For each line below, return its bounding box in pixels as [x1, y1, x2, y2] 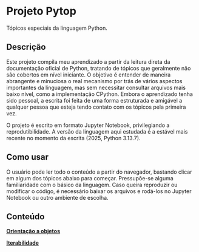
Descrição [6, 42, 46, 52]
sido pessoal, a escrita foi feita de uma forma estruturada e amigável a [6, 97, 183, 104]
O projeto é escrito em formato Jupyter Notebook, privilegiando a [6, 121, 170, 129]
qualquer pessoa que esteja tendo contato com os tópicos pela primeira [6, 103, 186, 111]
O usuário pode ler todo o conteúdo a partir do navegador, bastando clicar [6, 168, 192, 175]
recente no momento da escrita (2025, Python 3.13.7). [6, 134, 141, 141]
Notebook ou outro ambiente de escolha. [6, 194, 109, 201]
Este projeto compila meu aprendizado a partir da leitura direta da [6, 58, 170, 65]
